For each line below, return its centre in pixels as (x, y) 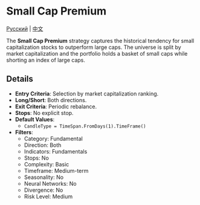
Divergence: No (44, 190)
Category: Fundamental (53, 138)
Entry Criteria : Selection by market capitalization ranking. (87, 93)
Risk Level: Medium (48, 196)
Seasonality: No (44, 177)
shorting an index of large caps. (46, 60)
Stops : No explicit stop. (44, 112)
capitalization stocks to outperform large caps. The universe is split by (94, 47)
